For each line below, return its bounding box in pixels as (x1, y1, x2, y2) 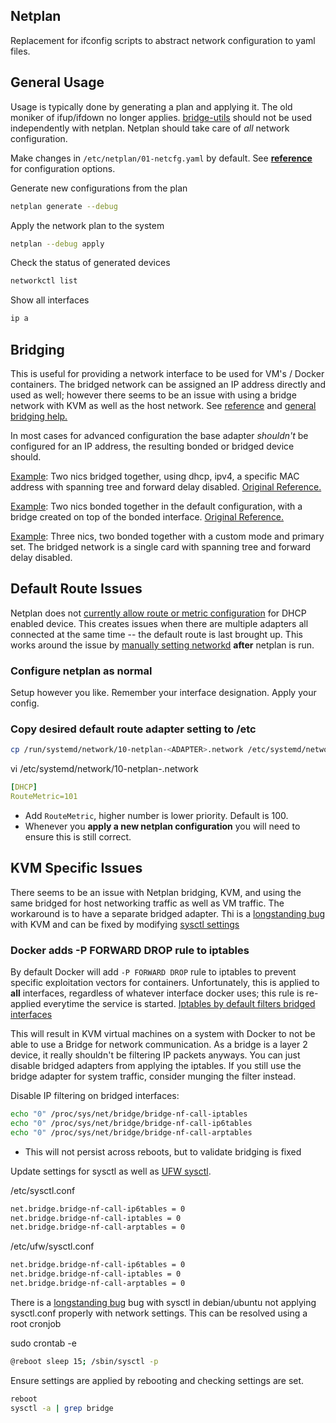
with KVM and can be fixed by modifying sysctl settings (10, 918, 240, 930)
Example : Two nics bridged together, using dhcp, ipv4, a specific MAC (10, 470, 300, 482)
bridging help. (10, 410, 68, 422)
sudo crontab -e (10, 1337, 77, 1349)
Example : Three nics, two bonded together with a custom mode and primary (10, 530, 325, 542)
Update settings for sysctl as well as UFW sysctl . (10, 1165, 212, 1177)
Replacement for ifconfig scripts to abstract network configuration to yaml (10, 34, 316, 46)
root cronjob (10, 1317, 62, 1329)
